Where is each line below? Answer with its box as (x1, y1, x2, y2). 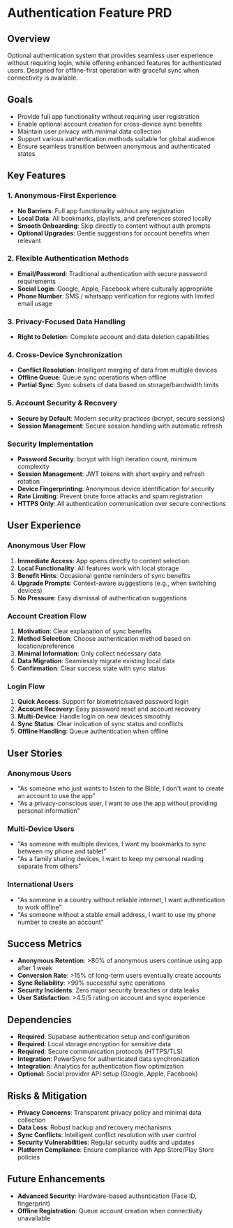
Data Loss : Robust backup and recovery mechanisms (17, 1123, 172, 1132)
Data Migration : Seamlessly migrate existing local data (17, 656, 176, 665)
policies (17, 1153, 40, 1161)
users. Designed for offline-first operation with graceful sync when (7, 66, 200, 74)
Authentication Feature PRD (7, 5, 172, 21)
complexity (17, 462, 50, 470)
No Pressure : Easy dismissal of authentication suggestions (17, 593, 187, 602)
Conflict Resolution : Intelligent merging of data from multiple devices (17, 366, 218, 375)
